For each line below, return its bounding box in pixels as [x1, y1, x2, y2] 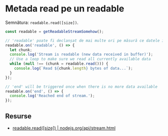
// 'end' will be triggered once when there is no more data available [5, 84, 157, 89]
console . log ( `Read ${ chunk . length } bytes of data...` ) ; [14, 66, 133, 71]
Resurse [5, 112, 31, 120]
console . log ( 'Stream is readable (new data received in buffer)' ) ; [9, 52, 153, 57]
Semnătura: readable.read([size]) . [5, 19, 78, 25]
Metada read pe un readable [5, 3, 124, 14]
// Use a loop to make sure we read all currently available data [9, 57, 151, 62]
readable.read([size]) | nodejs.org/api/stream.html [12, 125, 116, 131]
